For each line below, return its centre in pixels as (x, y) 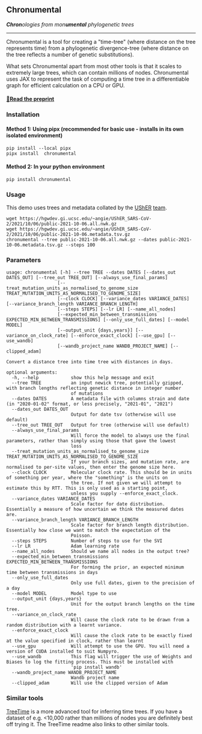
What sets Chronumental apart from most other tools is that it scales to (94, 66)
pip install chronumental (38, 179)
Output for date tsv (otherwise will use (123, 415)
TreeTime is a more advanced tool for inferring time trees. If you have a (94, 711)
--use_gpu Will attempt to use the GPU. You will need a (100, 646)
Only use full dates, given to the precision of (133, 583)
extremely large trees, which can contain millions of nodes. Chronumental (98, 72)
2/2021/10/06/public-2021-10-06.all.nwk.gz (62, 224)
